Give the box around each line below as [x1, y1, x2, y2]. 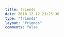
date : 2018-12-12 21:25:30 [5, 12, 60, 16]
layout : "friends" [5, 20, 42, 25]
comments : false [5, 25, 38, 30]
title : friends [5, 7, 36, 12]
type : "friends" [5, 16, 38, 21]
